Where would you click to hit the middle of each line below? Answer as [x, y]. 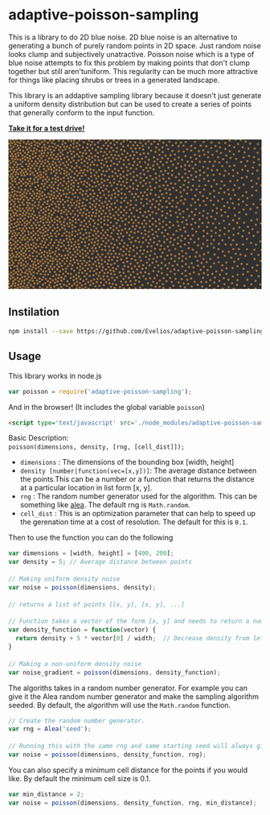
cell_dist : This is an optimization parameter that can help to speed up [137, 514]
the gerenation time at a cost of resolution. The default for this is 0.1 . [134, 522]
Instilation [34, 312]
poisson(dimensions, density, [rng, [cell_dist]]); [96, 447]
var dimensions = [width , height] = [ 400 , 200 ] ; [91, 553]
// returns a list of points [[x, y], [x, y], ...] [96, 604]
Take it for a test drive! [47, 128]
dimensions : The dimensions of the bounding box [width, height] [127, 462]
